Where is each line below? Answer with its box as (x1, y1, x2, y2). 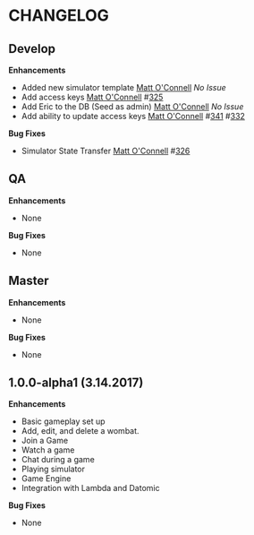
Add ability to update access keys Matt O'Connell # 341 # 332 (21, 111, 245, 121)
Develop (8, 41, 55, 56)
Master (8, 273, 50, 289)
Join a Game (21, 436, 69, 446)
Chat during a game (21, 454, 95, 465)
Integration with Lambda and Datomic (21, 483, 160, 494)
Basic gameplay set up (21, 416, 106, 427)
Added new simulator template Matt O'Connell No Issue (21, 82, 227, 92)
